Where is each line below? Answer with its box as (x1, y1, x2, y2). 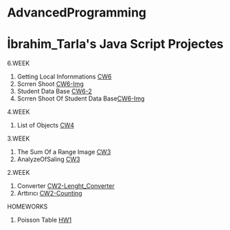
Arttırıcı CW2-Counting (16, 189, 82, 198)
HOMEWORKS (7, 202, 48, 211)
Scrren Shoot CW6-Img (16, 80, 84, 88)
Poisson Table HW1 (16, 216, 72, 224)
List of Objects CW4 (16, 121, 74, 129)
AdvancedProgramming (7, 5, 147, 21)
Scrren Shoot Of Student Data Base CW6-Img (16, 94, 146, 103)
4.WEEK (7, 108, 30, 116)
